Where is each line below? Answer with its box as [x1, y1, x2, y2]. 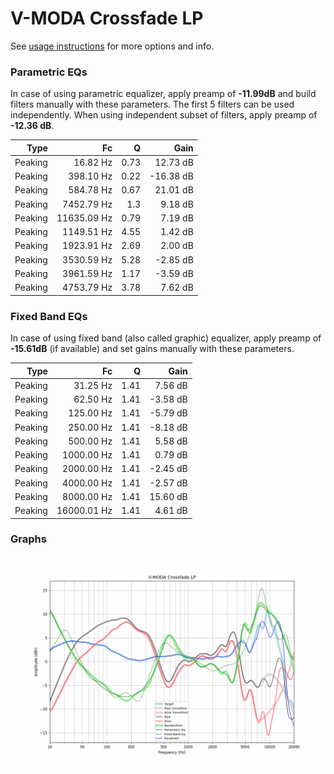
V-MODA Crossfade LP [10, 7, 204, 30]
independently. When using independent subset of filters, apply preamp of [10, 109, 318, 121]
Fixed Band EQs [10, 309, 88, 323]
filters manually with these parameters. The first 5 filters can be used [10, 98, 295, 111]
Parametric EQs [10, 65, 88, 79]
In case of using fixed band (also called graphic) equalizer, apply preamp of [10, 332, 322, 344]
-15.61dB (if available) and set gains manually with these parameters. [10, 343, 295, 355]
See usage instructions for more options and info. [10, 40, 215, 52]
